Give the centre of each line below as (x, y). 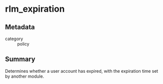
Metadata (20, 27)
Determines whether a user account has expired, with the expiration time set (81, 71)
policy (23, 44)
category (14, 39)
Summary (20, 59)
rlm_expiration (35, 9)
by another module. (25, 76)
